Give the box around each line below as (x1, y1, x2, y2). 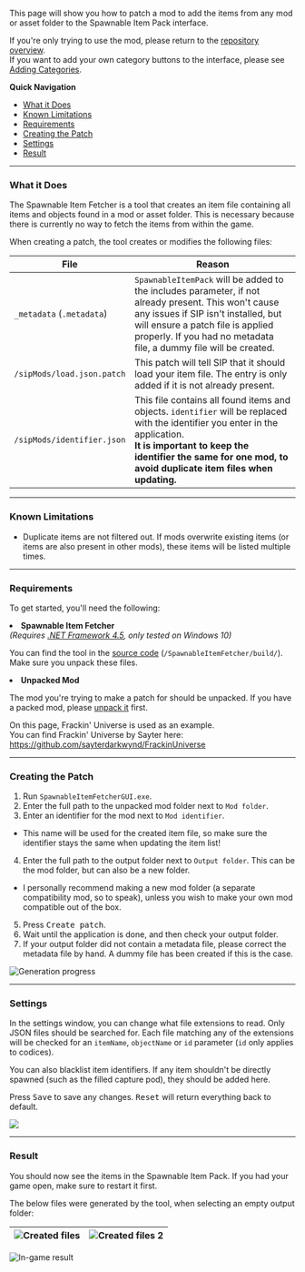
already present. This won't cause (134, 296, 280, 308)
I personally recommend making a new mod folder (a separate (22, 883, 256, 893)
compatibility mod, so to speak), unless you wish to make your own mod (22, 892, 293, 904)
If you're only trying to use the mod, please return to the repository (9, 35, 260, 45)
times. (22, 550, 46, 561)
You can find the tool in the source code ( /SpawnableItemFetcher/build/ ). (9, 647, 283, 658)
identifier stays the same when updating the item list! (22, 837, 221, 849)
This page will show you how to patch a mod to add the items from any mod (9, 8, 293, 18)
